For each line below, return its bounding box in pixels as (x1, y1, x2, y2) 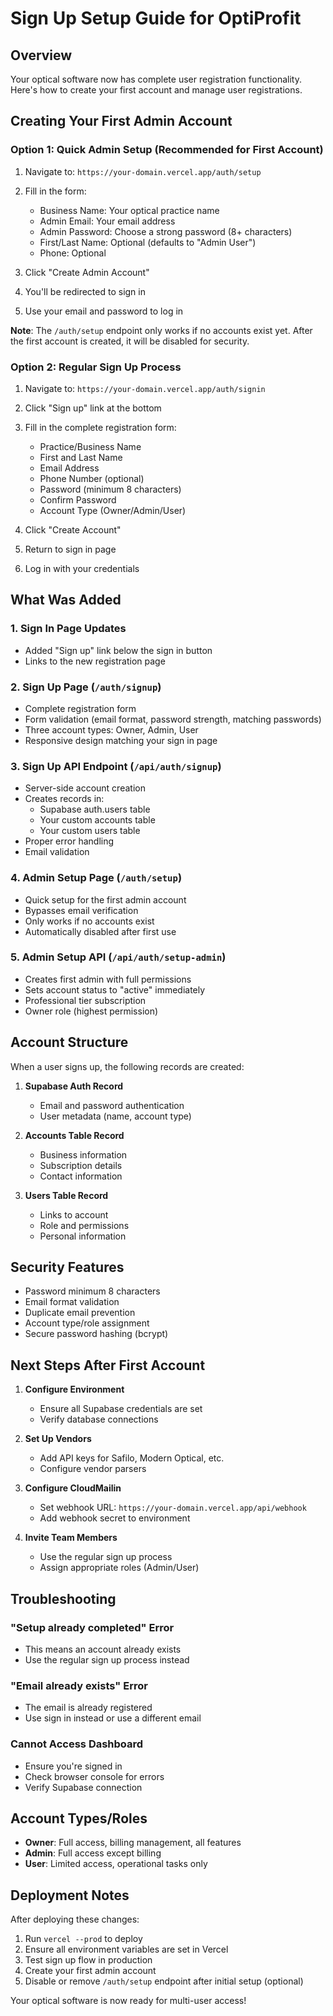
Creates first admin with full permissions (24, 973, 192, 985)
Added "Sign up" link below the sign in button (24, 644, 213, 656)
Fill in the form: (24, 185, 87, 197)
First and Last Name (39, 451, 123, 463)
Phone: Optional (39, 247, 107, 259)
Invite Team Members (24, 1532, 118, 1544)
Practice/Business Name (39, 440, 142, 452)
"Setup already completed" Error (10, 1620, 175, 1634)
